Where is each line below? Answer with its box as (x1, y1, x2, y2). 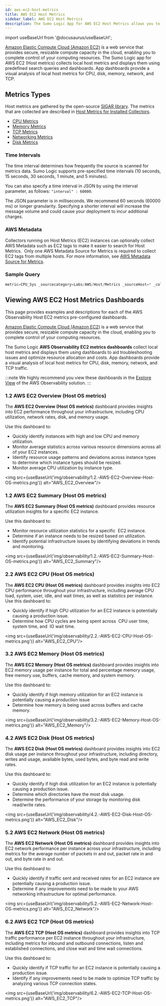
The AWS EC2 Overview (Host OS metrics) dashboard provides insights (5, 403, 153, 409)
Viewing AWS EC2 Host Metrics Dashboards (5, 296, 144, 304)
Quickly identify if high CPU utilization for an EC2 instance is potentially (12, 608, 158, 614)
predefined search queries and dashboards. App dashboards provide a (5, 65, 150, 71)
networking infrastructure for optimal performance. (12, 891, 117, 897)
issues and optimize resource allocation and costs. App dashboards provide (5, 354, 160, 360)
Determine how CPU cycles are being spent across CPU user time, (12, 618, 149, 624)
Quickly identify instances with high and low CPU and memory (12, 433, 140, 439)
